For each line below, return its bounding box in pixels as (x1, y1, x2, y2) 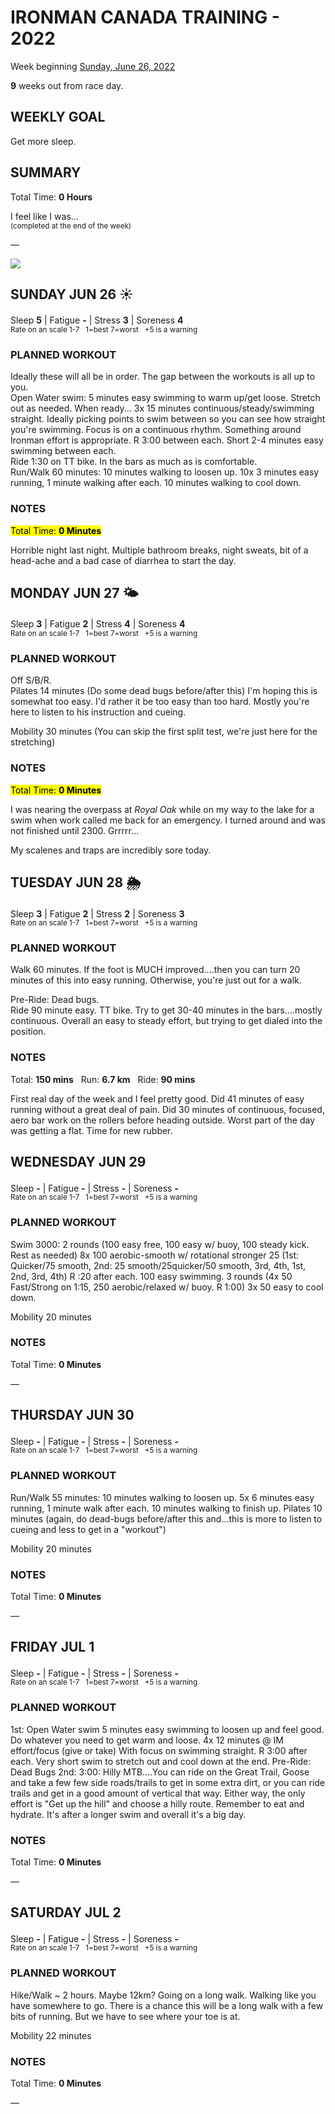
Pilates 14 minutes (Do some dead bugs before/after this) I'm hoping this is (10, 685, 318, 697)
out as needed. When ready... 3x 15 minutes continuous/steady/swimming (10, 402, 315, 415)
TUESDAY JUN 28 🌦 (10, 874, 142, 891)
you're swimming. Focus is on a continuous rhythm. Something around (10, 424, 302, 436)
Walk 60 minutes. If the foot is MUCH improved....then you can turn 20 (10, 964, 301, 976)
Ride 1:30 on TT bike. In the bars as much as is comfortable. (10, 456, 258, 468)
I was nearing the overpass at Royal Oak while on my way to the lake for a (10, 803, 315, 815)
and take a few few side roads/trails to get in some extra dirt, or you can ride (10, 1776, 326, 1788)
